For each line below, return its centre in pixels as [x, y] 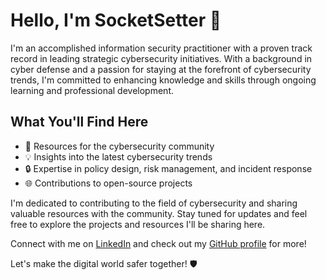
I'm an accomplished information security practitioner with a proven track [161, 48]
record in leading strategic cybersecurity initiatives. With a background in [161, 58]
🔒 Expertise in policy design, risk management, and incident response [168, 168]
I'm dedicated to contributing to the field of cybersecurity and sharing [154, 203]
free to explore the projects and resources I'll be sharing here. [138, 224]
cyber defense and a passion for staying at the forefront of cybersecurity [161, 69]
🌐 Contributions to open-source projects [108, 183]
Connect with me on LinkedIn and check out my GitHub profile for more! [158, 243]
